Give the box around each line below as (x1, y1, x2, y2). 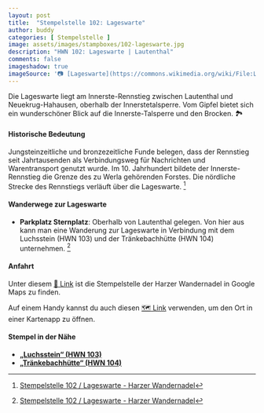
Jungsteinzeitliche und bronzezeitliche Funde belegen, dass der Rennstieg (8, 147, 250, 156)
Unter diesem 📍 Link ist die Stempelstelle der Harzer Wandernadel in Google (8, 279, 255, 288)
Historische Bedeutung (8, 130, 86, 139)
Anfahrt (8, 261, 35, 271)
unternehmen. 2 (19, 242, 71, 253)
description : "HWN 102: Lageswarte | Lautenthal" (8, 48, 174, 56)
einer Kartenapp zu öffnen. (8, 314, 96, 323)
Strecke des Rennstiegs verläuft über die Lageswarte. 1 (8, 180, 186, 191)
